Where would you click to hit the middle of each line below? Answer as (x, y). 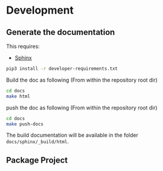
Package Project (37, 160)
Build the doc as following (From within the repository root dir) (82, 80)
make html (18, 96)
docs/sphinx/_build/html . (38, 141)
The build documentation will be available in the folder (72, 135)
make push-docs (25, 124)
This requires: (23, 46)
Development (40, 10)
